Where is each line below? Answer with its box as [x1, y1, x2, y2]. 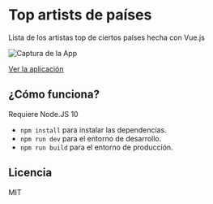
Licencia [8, 166, 53, 180]
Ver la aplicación [8, 63, 64, 74]
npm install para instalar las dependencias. [19, 124, 168, 135]
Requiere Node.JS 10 [8, 109, 79, 119]
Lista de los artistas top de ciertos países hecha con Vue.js [8, 33, 205, 42]
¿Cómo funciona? [8, 88, 100, 102]
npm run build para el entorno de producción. [19, 142, 173, 152]
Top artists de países [8, 6, 152, 24]
